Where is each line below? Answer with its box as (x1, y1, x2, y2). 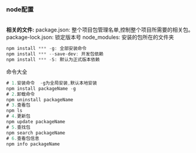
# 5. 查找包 (6, 124, 31, 130)
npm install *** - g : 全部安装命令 (6, 46, 87, 52)
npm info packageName (6, 141, 60, 147)
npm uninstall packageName (6, 96, 73, 102)
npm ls (6, 108, 23, 114)
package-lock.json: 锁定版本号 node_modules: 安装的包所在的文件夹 (6, 34, 174, 41)
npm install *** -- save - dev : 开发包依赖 (6, 51, 103, 57)
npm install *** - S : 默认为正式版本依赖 (6, 57, 100, 63)
